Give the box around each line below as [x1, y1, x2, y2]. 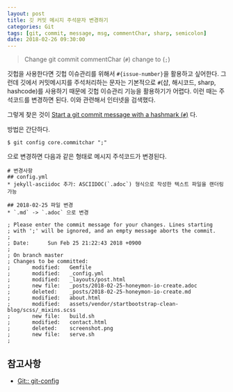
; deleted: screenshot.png [7, 325, 113, 332]
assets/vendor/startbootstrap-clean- [69, 301, 179, 308]
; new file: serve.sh [7, 331, 95, 338]
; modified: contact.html [7, 319, 108, 326]
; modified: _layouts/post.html [7, 276, 127, 283]
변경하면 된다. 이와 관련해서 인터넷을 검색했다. [31, 95, 156, 104]
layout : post [7, 10, 45, 17]
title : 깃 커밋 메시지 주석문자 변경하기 [7, 17, 109, 24]
